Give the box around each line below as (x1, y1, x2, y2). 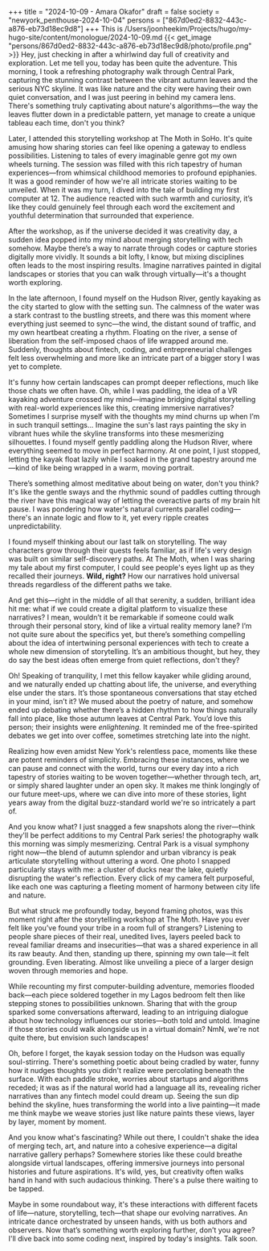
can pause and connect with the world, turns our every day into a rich (8, 764, 239, 773)
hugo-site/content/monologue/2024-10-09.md (8, 32, 163, 42)
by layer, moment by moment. (8, 1117, 107, 1126)
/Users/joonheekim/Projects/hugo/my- (124, 24, 252, 33)
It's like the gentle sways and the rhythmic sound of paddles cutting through (8, 487, 261, 496)
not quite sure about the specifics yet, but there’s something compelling (8, 630, 246, 639)
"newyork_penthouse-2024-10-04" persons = (8, 15, 161, 25)
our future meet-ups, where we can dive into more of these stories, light (8, 789, 247, 798)
